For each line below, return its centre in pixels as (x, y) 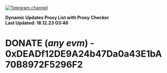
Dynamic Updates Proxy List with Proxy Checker (57, 17)
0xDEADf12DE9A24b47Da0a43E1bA (83, 54)
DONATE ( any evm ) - (50, 43)
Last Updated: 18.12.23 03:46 (37, 23)
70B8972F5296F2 (44, 65)
